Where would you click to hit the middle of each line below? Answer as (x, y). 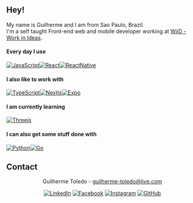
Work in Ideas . (24, 37)
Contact (22, 167)
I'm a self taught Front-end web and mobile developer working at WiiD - (96, 31)
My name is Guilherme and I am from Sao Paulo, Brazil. (75, 24)
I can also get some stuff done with (51, 134)
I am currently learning (36, 107)
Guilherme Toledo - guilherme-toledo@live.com (102, 182)
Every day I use (26, 52)
